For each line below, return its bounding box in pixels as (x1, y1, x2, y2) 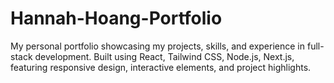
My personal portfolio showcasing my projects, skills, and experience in (10, 40, 306, 52)
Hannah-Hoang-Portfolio (10, 7, 223, 30)
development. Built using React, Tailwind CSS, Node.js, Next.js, (34, 50, 295, 62)
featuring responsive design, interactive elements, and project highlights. (10, 61, 312, 73)
